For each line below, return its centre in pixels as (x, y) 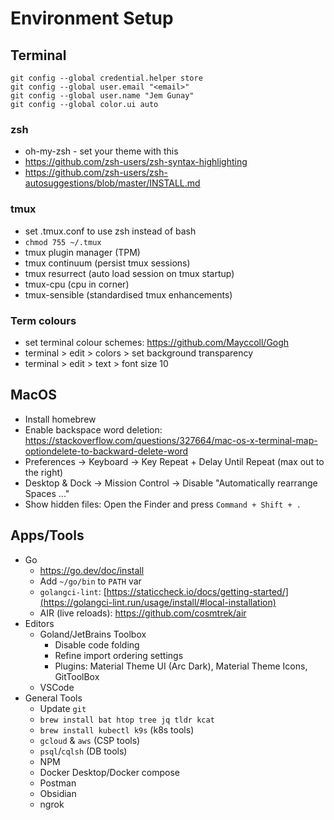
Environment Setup (92, 18)
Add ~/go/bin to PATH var (90, 581)
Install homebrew (60, 419)
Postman (58, 783)
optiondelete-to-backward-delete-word (106, 451)
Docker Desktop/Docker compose (110, 772)
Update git (63, 708)
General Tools (53, 698)
